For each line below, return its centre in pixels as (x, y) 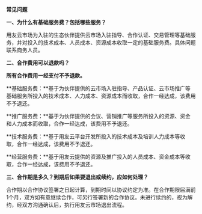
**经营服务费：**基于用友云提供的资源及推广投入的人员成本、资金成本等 (96, 157)
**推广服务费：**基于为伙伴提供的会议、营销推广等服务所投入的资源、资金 (99, 116)
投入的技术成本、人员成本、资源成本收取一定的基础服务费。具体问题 (111, 42)
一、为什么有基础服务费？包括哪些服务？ (56, 22)
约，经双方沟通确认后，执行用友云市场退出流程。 (67, 205)
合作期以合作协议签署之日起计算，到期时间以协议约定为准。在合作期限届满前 (101, 190)
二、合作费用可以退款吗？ (38, 63)
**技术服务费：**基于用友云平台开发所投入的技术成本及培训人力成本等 (93, 136)
